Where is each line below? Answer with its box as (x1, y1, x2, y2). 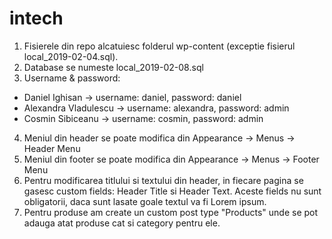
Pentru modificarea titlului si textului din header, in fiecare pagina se (23, 174, 304, 186)
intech (9, 7, 64, 30)
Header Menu (23, 142, 81, 154)
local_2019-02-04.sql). (23, 50, 119, 62)
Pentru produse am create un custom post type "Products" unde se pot (23, 206, 319, 218)
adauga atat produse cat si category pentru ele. (23, 217, 221, 229)
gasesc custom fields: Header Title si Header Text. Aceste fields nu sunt (23, 185, 322, 197)
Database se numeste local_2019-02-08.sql (23, 61, 204, 73)
